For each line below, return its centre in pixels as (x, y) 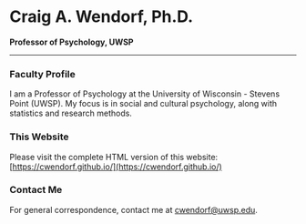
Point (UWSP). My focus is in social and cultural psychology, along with (143, 104)
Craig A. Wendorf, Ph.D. (102, 17)
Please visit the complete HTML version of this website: (114, 157)
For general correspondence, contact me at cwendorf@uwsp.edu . (133, 209)
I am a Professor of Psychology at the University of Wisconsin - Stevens (145, 94)
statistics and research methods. (71, 113)
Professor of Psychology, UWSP (71, 42)
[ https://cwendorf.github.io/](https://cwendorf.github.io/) (116, 167)
